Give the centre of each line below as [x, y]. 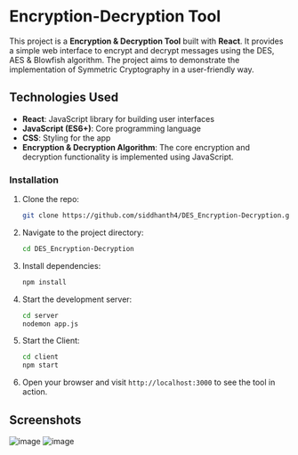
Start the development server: [77, 299]
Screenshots [45, 420]
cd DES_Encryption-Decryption [78, 248]
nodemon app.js [50, 324]
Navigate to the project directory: [83, 232]
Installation [34, 180]
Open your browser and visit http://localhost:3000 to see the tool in [149, 382]
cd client [40, 357]
